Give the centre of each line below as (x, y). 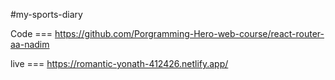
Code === (31, 33)
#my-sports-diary (46, 14)
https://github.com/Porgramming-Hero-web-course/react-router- (189, 33)
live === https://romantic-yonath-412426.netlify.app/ (119, 63)
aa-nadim (30, 44)
